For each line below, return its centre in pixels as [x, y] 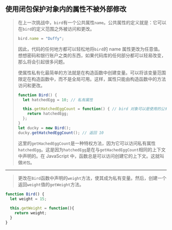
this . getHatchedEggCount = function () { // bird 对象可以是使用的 [92, 109]
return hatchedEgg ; [48, 114]
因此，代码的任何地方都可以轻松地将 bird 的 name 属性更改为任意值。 [90, 49]
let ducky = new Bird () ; [44, 128]
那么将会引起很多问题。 [42, 62]
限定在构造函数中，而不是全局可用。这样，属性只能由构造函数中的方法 [92, 79]
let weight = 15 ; [28, 199]
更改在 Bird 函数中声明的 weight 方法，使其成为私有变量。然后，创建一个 [92, 178]
